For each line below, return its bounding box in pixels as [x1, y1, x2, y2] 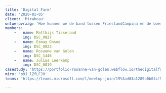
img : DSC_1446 [23, 53, 52, 58]
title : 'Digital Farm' [5, 7, 52, 12]
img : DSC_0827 [23, 35, 52, 40]
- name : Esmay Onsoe [14, 40, 61, 45]
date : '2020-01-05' [5, 12, 45, 17]
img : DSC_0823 [23, 44, 52, 49]
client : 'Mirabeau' [5, 16, 45, 21]
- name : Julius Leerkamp [14, 58, 70, 63]
